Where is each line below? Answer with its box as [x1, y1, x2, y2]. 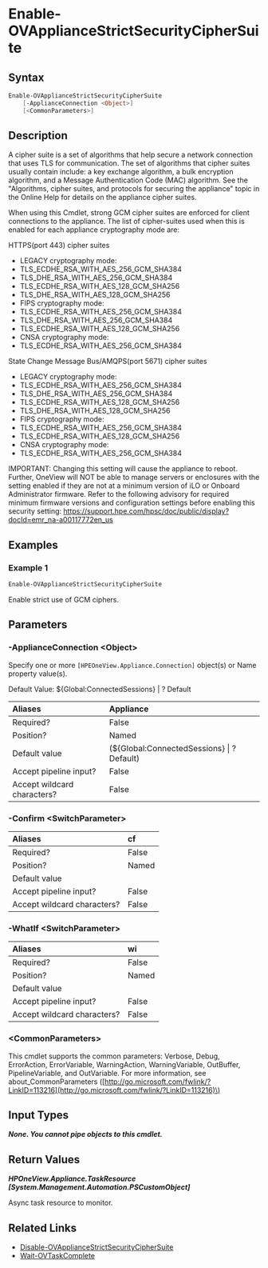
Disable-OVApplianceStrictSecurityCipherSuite [19, 1242, 174, 1252]
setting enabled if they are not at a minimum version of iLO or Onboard [8, 481, 240, 490]
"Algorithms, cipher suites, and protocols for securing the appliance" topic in [8, 184, 260, 194]
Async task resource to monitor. [8, 1198, 113, 1208]
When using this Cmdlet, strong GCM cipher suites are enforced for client [8, 208, 250, 218]
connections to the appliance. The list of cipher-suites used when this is [8, 217, 245, 226]
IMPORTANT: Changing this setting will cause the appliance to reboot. [8, 464, 238, 474]
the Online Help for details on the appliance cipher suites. [8, 193, 197, 202]
